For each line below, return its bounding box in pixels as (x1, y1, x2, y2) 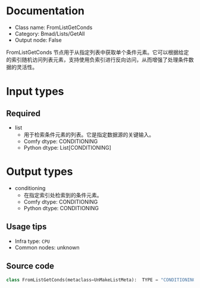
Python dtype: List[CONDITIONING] (23, 144, 111, 151)
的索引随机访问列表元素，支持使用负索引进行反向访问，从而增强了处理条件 (6, 56, 189, 63)
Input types (6, 85, 64, 99)
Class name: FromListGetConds (14, 24, 93, 31)
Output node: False (14, 36, 62, 43)
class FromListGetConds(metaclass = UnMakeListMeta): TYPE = (6, 277, 159, 283)
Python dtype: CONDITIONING (23, 204, 99, 211)
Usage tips (6, 221, 47, 232)
